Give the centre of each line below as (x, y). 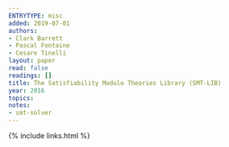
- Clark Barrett (35, 38)
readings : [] (30, 76)
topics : (21, 98)
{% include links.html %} (49, 136)
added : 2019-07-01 (39, 23)
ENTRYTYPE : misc (35, 16)
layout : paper (32, 61)
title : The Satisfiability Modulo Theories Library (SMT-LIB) (115, 83)
